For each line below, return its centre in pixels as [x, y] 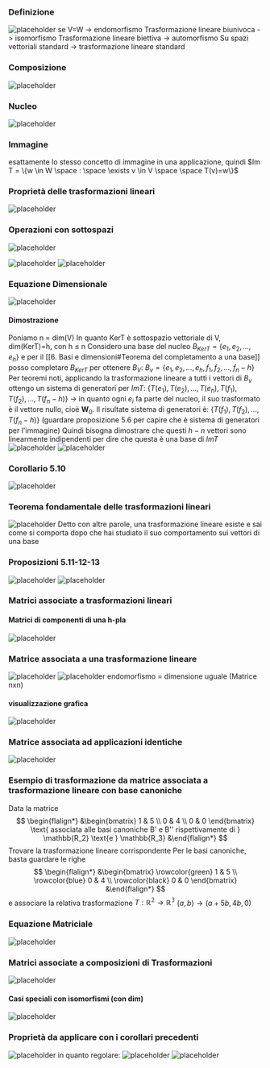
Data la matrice [33, 808]
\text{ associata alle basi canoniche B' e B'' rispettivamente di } [135, 829]
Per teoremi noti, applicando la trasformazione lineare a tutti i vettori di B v [130, 379]
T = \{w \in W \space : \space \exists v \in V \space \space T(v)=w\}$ [124, 171]
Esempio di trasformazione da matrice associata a [108, 780]
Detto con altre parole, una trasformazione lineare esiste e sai [160, 524]
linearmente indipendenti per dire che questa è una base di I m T [114, 438]
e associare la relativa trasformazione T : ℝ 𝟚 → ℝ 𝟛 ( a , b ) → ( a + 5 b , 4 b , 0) [130, 902]
